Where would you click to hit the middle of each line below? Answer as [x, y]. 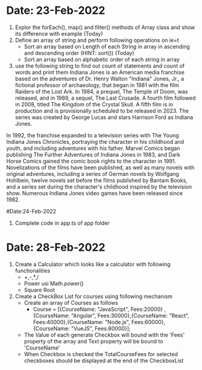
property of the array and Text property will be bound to [93, 341]
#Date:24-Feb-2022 [31, 211]
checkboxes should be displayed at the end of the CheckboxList [104, 360]
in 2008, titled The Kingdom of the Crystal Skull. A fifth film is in [94, 104]
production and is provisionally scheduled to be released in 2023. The [102, 111]
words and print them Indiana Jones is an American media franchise [100, 72]
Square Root [39, 290]
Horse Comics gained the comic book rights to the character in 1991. [91, 161]
